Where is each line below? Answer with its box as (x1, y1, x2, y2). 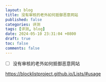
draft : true (5, 36, 31, 42)
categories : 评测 (5, 22, 41, 27)
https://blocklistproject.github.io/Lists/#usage (5, 70, 101, 77)
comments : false (5, 46, 40, 51)
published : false (5, 17, 42, 22)
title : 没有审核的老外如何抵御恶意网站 (5, 12, 78, 17)
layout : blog (5, 7, 33, 13)
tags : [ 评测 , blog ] (5, 27, 45, 32)
